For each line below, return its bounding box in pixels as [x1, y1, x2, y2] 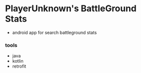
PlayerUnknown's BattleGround [5, 3, 137, 14]
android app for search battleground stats [12, 29, 97, 35]
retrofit [12, 63, 27, 69]
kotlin [12, 58, 24, 64]
